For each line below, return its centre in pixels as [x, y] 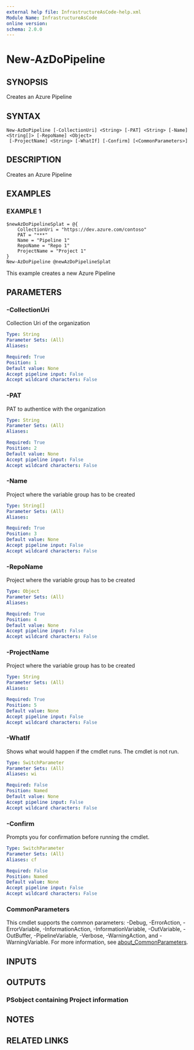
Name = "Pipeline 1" [44, 240]
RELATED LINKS [37, 1040]
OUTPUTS [26, 982]
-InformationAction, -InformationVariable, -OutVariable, [112, 929]
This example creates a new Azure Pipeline [61, 273]
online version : [27, 23]
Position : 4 [21, 620]
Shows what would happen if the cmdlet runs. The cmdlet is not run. [93, 751]
